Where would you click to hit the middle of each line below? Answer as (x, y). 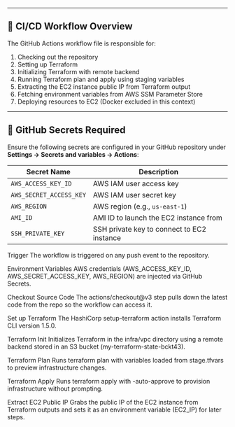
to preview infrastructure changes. (57, 367)
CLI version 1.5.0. (32, 325)
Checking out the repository (58, 57)
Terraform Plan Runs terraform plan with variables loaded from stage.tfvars (115, 360)
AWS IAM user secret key (134, 195)
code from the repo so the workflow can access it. (80, 304)
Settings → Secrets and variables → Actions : (73, 154)
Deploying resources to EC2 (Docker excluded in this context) (106, 101)
